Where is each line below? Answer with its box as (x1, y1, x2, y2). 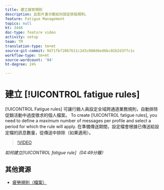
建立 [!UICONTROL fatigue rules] (5, 89, 140, 100)
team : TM (5, 39, 23, 44)
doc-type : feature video (5, 30, 56, 35)
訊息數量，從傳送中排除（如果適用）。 (18, 130, 93, 136)
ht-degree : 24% (5, 62, 36, 67)
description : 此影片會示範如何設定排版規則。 (5, 12, 89, 17)
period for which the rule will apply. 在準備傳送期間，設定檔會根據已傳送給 (5, 124, 155, 130)
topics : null (5, 21, 32, 26)
